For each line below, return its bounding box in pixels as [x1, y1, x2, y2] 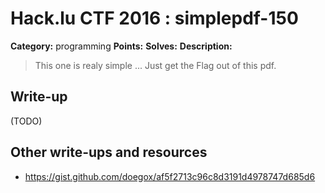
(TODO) [10, 115, 43, 127]
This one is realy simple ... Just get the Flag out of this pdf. [34, 59, 277, 71]
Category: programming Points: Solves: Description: [10, 40, 233, 52]
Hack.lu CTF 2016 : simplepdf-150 [10, 7, 299, 30]
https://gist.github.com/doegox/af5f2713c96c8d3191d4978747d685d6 [24, 170, 316, 182]
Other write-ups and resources [10, 144, 208, 161]
